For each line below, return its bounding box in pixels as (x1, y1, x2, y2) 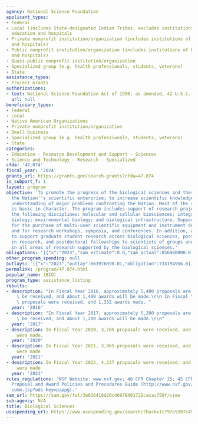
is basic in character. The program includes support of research (11, 206, 178, 212)
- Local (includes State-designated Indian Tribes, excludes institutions (6, 25, 194, 31)
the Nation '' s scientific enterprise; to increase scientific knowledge (11, 195, 194, 201)
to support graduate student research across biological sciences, (11, 234, 181, 239)
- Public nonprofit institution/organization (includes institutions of (6, 47, 189, 53)
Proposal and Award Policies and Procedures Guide (11, 382, 138, 387)
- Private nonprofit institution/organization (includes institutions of (6, 36, 192, 42)
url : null (11, 96, 35, 102)
